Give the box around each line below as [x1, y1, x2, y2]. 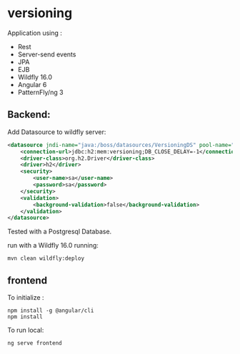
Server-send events [17, 50, 76, 59]
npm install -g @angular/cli [7, 307, 94, 315]
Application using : [7, 29, 63, 37]
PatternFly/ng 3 [17, 88, 64, 96]
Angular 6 [17, 80, 47, 88]
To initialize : [7, 293, 44, 302]
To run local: [7, 326, 44, 335]
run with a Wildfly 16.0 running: [7, 241, 99, 250]
